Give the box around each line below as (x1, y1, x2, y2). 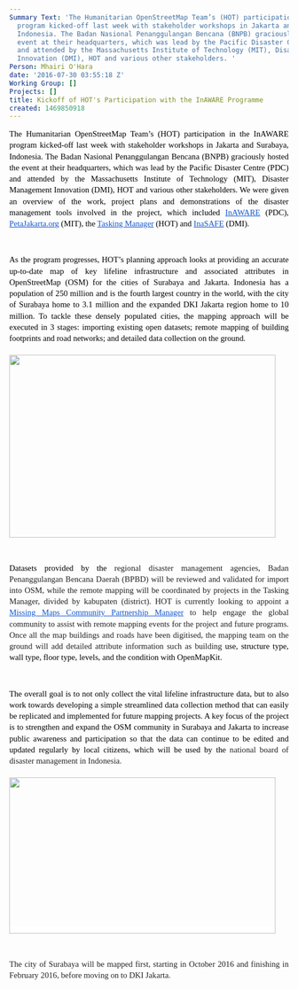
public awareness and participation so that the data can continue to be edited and (9, 733, 289, 744)
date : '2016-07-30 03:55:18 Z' (9, 71, 125, 80)
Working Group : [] (9, 79, 77, 88)
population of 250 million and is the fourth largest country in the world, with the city (9, 289, 289, 299)
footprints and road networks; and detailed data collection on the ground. (9, 333, 247, 343)
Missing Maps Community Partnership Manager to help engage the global (9, 608, 289, 618)
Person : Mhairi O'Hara (9, 63, 93, 72)
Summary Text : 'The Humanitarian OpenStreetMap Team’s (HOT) (9, 12, 240, 22)
